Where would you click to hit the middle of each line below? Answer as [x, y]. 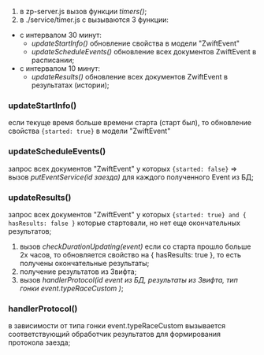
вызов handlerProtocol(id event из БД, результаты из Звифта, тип [128, 279]
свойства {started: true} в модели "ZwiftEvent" [89, 131]
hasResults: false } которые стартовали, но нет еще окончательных [124, 223]
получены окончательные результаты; [84, 263]
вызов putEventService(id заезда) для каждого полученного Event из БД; [131, 177]
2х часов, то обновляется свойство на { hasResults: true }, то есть [130, 254]
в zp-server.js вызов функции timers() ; [83, 11]
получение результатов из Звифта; [78, 272]
